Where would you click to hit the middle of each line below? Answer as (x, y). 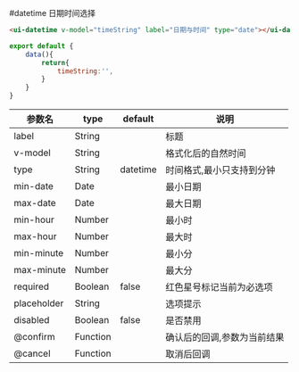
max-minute (40, 270)
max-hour (35, 236)
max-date (35, 203)
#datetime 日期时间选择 (53, 13)
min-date (33, 186)
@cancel (32, 353)
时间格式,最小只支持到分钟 (220, 170)
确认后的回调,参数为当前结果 (225, 337)
